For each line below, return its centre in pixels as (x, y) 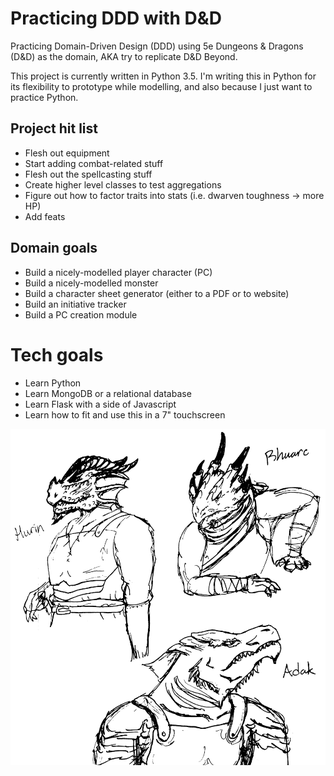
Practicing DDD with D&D (116, 18)
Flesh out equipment (67, 153)
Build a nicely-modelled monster (91, 283)
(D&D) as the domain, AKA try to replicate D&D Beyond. (124, 56)
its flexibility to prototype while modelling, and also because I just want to (161, 86)
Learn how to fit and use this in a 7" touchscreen (125, 414)
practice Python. (44, 97)
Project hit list (54, 128)
